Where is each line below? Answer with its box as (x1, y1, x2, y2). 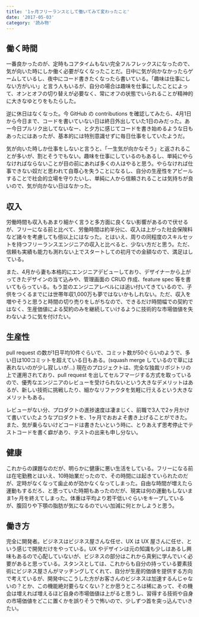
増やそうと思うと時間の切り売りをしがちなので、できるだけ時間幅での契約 (6, 298, 188, 305)
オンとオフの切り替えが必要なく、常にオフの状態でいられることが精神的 (16, 90, 194, 97)
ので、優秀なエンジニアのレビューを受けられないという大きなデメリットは (6, 379, 188, 386)
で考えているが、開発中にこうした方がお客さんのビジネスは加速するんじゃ (6, 575, 188, 582)
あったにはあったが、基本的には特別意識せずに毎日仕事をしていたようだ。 (6, 132, 188, 140)
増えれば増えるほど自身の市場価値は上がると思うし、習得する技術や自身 (16, 590, 194, 597)
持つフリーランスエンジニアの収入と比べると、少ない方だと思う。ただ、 (16, 241, 193, 248)
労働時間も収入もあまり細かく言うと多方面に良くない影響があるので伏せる (6, 219, 188, 225)
